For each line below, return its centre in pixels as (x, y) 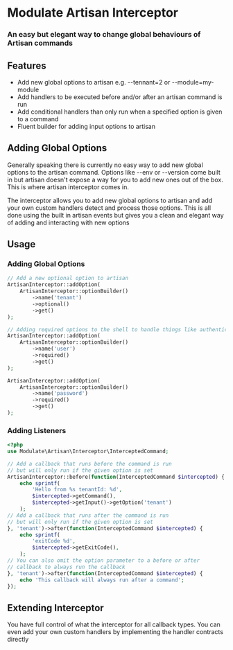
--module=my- (193, 82)
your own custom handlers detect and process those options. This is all (109, 208)
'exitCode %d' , (54, 541)
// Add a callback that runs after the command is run (88, 515)
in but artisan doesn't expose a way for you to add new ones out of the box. (115, 179)
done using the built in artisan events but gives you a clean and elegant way (115, 215)
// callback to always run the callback (67, 567)
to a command (38, 118)
